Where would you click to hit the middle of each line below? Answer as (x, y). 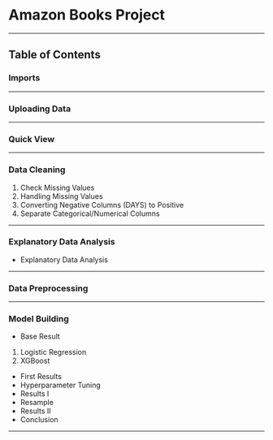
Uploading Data (40, 109)
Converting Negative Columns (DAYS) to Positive (102, 205)
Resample (37, 403)
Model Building (39, 319)
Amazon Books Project (87, 15)
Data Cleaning (37, 170)
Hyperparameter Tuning (61, 385)
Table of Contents (55, 55)
